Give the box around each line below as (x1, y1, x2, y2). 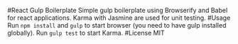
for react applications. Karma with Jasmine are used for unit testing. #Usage (7, 13, 231, 22)
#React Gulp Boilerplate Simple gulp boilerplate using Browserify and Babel (7, 6, 228, 14)
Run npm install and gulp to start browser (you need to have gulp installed (7, 21, 227, 29)
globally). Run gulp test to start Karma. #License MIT (7, 28, 165, 37)
